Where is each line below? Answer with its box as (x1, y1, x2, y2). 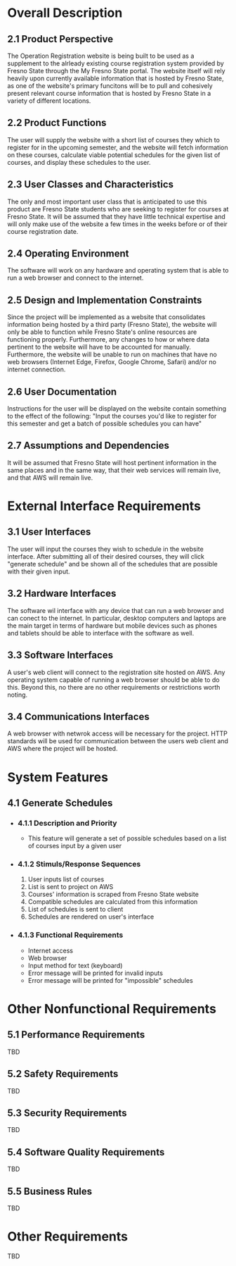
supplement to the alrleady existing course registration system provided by (7, 59, 225, 68)
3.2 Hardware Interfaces (7, 588, 117, 600)
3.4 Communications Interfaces (7, 710, 150, 723)
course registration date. (7, 227, 79, 235)
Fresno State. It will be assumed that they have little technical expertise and (7, 212, 226, 221)
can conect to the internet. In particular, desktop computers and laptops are (7, 614, 227, 622)
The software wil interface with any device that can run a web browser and (7, 606, 224, 614)
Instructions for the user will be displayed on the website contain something (7, 404, 227, 413)
